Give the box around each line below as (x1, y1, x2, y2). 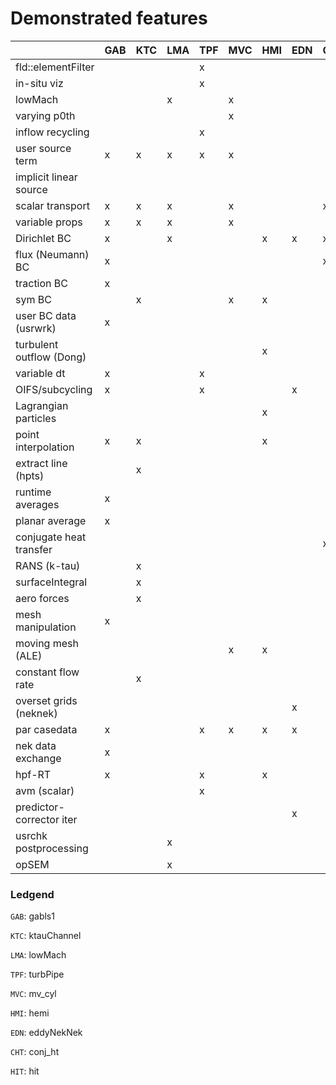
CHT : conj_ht (10, 1046, 60, 1058)
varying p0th (15, 108, 76, 122)
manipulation (15, 620, 77, 634)
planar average (15, 513, 87, 527)
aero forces (15, 591, 70, 605)
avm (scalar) (15, 783, 75, 797)
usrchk (15, 828, 48, 842)
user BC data (15, 308, 77, 322)
